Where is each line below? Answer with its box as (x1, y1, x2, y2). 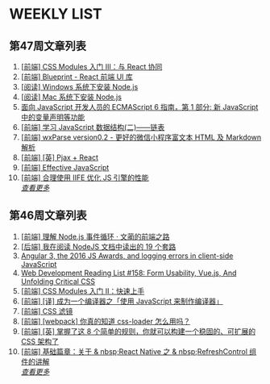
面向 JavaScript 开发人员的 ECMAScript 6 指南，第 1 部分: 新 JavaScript (20, 102, 259, 111)
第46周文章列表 (9, 209, 87, 223)
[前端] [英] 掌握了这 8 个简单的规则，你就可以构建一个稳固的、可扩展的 (20, 326, 256, 336)
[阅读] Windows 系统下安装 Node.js (20, 82, 139, 91)
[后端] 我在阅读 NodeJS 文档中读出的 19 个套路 (20, 241, 177, 251)
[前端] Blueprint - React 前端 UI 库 (20, 72, 134, 81)
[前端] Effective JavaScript (20, 163, 110, 172)
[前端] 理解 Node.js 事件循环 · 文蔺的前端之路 (20, 232, 170, 241)
